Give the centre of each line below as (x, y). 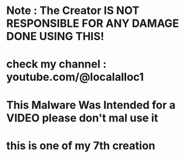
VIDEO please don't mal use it (82, 118)
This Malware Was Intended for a (91, 105)
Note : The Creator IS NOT (73, 11)
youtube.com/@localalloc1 (75, 77)
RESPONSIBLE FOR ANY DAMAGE (93, 23)
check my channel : (56, 64)
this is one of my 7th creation (81, 146)
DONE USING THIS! (55, 36)
